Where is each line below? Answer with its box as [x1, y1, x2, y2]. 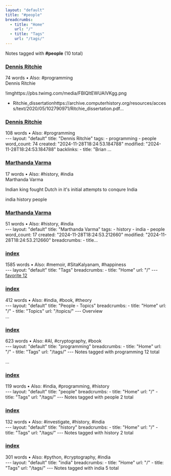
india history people [5, 196, 47, 202]
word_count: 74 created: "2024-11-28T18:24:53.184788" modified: [5, 141, 145, 147]
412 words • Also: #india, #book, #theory [5, 297, 92, 303]
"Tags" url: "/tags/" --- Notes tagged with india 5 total [5, 465, 119, 471]
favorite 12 [5, 273, 28, 279]
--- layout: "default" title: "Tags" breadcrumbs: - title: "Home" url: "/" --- [5, 267, 158, 273]
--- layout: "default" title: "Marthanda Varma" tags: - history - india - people [5, 226, 165, 233]
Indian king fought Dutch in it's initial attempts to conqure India [5, 186, 138, 193]
